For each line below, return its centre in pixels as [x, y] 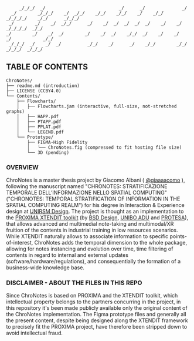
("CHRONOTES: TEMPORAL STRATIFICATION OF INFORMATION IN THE [93, 199]
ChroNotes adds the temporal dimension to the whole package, [111, 243]
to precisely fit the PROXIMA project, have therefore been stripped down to [97, 327]
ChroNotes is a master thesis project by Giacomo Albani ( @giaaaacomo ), [96, 180]
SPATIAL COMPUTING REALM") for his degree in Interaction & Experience [95, 205]
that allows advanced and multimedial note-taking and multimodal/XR [90, 224]
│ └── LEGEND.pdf [40, 132]
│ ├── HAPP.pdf [38, 116]
